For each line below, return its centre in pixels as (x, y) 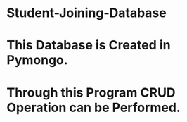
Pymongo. (37, 60)
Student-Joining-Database (86, 13)
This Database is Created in (89, 45)
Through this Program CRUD (91, 92)
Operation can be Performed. (93, 108)
